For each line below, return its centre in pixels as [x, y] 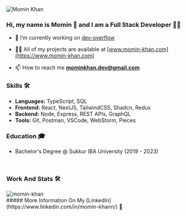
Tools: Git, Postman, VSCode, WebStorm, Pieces [75, 120]
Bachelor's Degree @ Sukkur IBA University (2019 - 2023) [87, 151]
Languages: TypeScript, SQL [51, 101]
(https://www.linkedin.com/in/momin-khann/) [62, 207]
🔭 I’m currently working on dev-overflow [65, 38]
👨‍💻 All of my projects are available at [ [62, 49]
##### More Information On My [46, 200]
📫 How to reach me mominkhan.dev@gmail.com [77, 68]
